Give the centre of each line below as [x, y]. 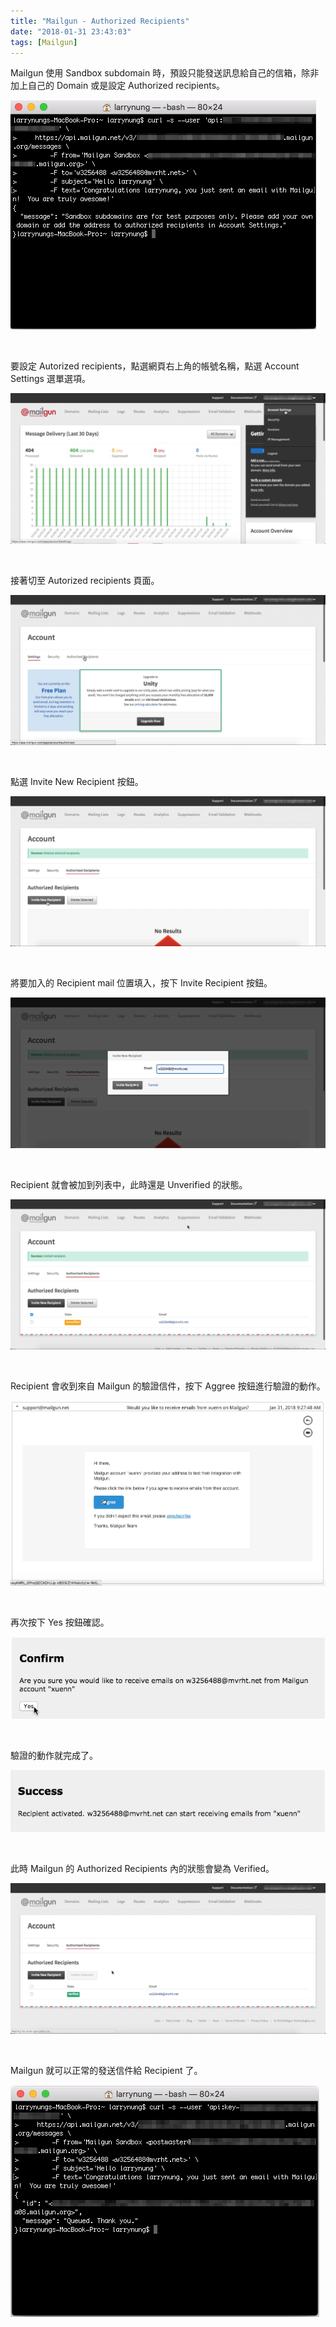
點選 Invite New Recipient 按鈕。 [77, 781]
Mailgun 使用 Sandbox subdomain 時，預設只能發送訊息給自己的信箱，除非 [165, 73]
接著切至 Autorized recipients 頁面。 [85, 580]
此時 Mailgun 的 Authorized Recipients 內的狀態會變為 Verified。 [142, 1868]
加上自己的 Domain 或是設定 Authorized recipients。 [118, 86]
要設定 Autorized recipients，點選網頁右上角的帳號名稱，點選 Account [155, 366]
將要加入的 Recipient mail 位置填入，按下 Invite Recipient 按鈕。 [141, 983]
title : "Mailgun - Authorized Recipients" [100, 21]
